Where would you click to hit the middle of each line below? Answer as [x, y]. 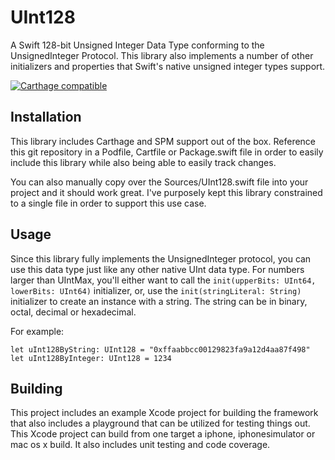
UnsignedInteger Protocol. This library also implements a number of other [162, 55]
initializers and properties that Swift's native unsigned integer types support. [168, 66]
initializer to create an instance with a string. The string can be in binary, [159, 301]
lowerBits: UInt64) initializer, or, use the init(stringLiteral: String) [156, 290]
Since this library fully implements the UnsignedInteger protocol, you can [161, 258]
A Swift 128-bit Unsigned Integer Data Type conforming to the [137, 45]
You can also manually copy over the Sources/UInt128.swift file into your [159, 182]
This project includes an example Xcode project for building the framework [164, 413]
